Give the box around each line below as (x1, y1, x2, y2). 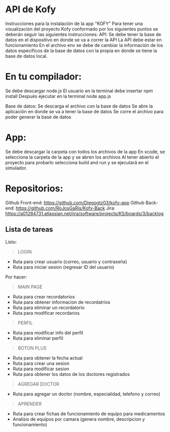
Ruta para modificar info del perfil (12, 329, 83, 336)
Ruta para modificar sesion (12, 366, 70, 372)
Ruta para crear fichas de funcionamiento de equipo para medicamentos (12, 411, 165, 417)
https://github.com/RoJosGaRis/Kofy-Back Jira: (15, 205, 116, 211)
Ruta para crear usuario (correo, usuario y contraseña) (12, 259, 127, 265)
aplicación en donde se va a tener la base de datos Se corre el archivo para (5, 108, 164, 114)
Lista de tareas (5, 225, 53, 234)
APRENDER (17, 400, 42, 406)
